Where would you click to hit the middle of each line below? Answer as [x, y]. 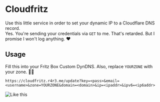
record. [13, 28]
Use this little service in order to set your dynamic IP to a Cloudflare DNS [80, 23]
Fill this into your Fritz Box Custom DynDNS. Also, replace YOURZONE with [79, 66]
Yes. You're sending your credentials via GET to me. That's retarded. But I [80, 33]
